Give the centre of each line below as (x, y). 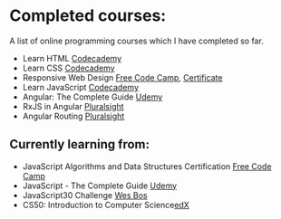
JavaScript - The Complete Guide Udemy (100, 186)
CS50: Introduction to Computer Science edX (106, 205)
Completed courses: (88, 16)
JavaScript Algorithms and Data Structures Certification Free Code (147, 166)
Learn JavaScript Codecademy (80, 87)
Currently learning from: (80, 144)
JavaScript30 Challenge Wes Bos (85, 195)
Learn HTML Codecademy (72, 58)
